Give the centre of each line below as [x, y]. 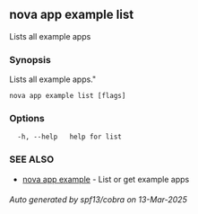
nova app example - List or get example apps [106, 179]
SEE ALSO [32, 159]
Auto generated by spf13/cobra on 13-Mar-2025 [99, 200]
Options [27, 119]
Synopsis [30, 59]
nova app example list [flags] [68, 96]
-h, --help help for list [70, 137]
